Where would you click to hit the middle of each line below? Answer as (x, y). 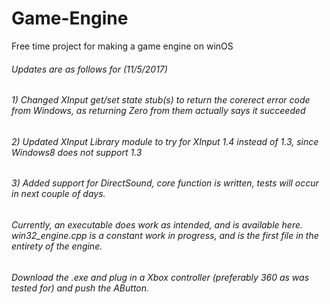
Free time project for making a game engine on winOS (122, 46)
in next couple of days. (58, 194)
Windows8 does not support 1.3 (77, 152)
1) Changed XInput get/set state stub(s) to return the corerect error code (161, 100)
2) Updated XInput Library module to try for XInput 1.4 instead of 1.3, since (165, 141)
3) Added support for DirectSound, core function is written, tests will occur (165, 183)
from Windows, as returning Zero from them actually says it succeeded (158, 111)
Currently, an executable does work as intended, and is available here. (157, 224)
